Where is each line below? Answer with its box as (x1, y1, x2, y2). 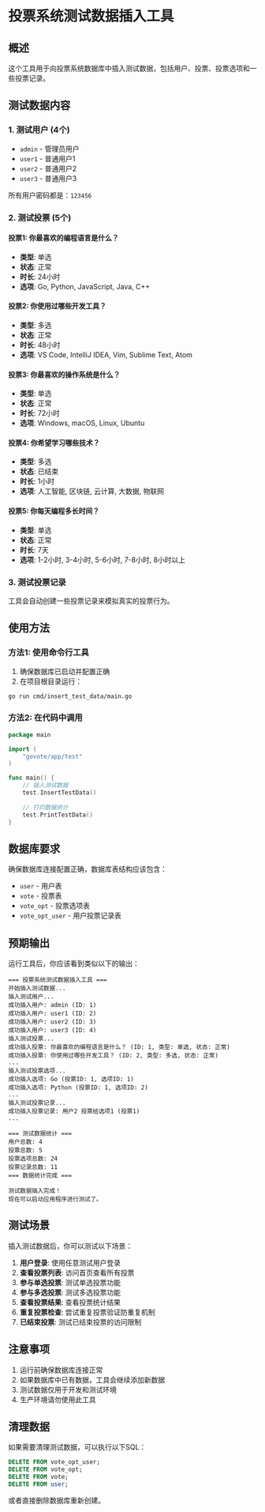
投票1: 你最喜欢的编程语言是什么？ (8, 233, 120, 243)
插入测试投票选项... (8, 1067, 66, 1075)
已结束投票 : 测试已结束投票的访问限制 (19, 1317, 142, 1326)
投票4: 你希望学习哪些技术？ (8, 438, 100, 447)
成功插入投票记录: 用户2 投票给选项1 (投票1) (8, 1107, 140, 1115)
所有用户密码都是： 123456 (8, 190, 92, 200)
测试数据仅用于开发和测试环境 (19, 1385, 117, 1394)
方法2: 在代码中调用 (8, 712, 83, 723)
